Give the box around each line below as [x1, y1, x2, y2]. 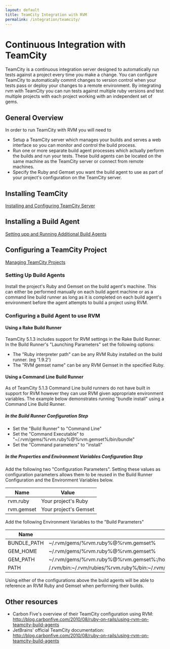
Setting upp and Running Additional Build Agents [5, 231, 107, 237]
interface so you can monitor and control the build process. [12, 142, 137, 148]
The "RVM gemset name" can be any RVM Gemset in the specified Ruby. [12, 362, 165, 368]
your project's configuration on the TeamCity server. [12, 175, 122, 181]
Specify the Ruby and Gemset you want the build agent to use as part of [12, 169, 163, 175]
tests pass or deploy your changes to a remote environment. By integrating [5, 82, 161, 89]
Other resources [5, 597, 58, 606]
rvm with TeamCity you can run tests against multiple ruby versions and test [5, 88, 164, 94]
